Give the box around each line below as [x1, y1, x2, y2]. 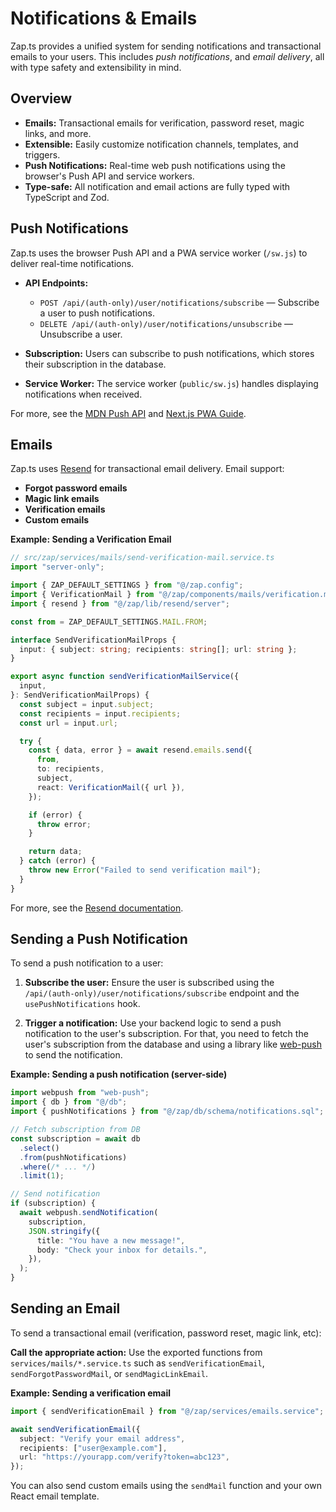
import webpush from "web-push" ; [10, 1088, 150, 1098]
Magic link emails [24, 493, 100, 505]
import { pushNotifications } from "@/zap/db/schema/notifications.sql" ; [10, 1107, 325, 1117]
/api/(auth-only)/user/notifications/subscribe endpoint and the [24, 987, 300, 999]
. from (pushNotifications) [19, 1152, 128, 1162]
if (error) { [28, 810, 83, 820]
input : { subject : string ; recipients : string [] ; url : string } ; [19, 644, 298, 654]
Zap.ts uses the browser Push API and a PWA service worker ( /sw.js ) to [10, 247, 308, 259]
